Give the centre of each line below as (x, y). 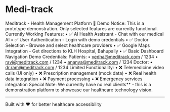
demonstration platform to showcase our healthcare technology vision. (79, 90)
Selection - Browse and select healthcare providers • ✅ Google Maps (78, 45)
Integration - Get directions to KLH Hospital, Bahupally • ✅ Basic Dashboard (84, 51)
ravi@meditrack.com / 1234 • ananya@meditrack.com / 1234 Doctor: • (79, 62)
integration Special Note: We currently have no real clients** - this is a (78, 84)
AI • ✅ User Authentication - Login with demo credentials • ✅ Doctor (77, 39)
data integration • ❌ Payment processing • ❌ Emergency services (74, 79)
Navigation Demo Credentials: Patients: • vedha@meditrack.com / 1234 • (82, 57)
